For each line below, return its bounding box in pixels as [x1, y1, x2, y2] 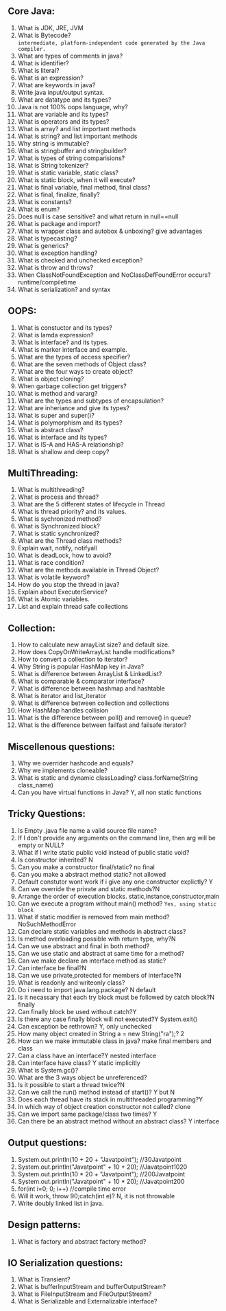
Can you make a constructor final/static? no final [17, 862, 155, 871]
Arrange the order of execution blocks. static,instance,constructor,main [17, 892, 220, 900]
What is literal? [17, 66, 60, 74]
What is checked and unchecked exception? [17, 256, 143, 264]
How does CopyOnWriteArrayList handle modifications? [17, 648, 175, 656]
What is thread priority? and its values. [17, 508, 127, 516]
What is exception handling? [17, 249, 98, 257]
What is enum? [17, 205, 60, 213]
